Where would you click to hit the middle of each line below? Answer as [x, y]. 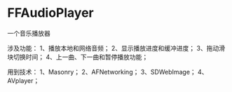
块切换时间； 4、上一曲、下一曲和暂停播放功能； [78, 57]
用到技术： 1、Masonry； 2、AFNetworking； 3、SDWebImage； [102, 72]
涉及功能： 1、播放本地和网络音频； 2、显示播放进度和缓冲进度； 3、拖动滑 [116, 48]
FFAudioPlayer [51, 13]
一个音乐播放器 [29, 33]
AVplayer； [23, 80]
